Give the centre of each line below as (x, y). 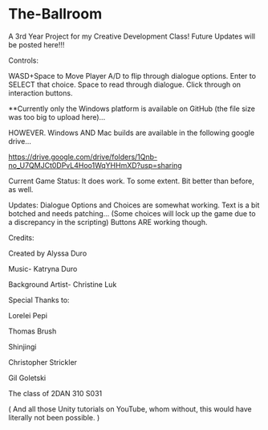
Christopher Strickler (43, 362)
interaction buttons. (41, 92)
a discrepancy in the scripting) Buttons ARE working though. (108, 222)
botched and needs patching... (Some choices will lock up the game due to (132, 213)
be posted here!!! (37, 44)
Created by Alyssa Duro (48, 253)
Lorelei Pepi (28, 315)
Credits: (21, 237)
